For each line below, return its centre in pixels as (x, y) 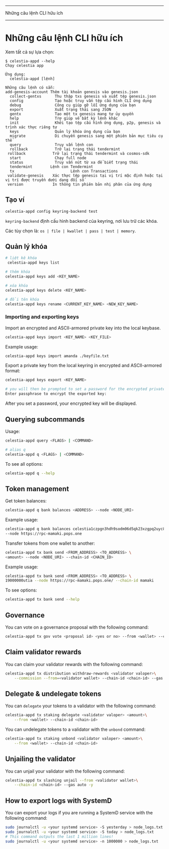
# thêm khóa (18, 272)
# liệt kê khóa (21, 258)
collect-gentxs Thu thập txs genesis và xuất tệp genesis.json (83, 96)
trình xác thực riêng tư (31, 127)
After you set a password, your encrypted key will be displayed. (71, 403)
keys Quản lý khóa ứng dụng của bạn (65, 131)
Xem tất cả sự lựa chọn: (30, 52)
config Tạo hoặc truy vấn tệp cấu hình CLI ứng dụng (81, 101)
